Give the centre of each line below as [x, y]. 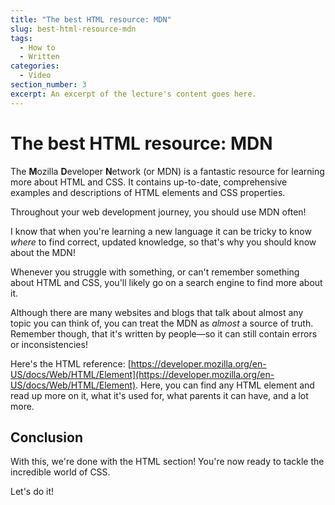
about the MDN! [43, 252]
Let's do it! [32, 492]
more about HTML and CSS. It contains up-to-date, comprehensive [149, 182]
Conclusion [47, 437]
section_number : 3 [48, 85]
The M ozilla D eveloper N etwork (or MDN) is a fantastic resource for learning [167, 171]
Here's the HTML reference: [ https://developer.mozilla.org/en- [138, 363]
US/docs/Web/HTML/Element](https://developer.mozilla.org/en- [142, 374]
